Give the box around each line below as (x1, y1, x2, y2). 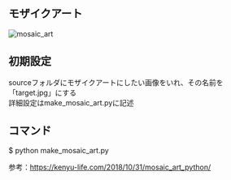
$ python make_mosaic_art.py (8, 146, 110, 156)
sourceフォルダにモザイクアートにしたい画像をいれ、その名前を (8, 77, 224, 87)
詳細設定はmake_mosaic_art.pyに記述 (8, 97, 134, 107)
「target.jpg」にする (8, 88, 77, 97)
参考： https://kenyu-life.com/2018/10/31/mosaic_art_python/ (8, 162, 211, 172)
